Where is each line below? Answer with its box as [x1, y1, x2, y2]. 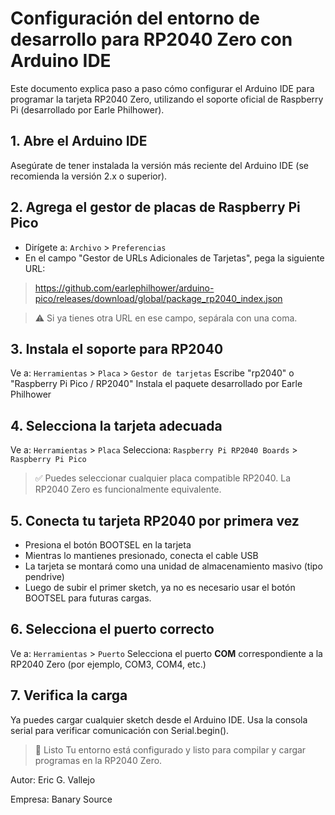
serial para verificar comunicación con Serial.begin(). [10, 724, 230, 736]
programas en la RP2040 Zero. [34, 754, 163, 766]
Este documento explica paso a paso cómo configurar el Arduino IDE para [10, 82, 315, 94]
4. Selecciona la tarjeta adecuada [10, 417, 223, 434]
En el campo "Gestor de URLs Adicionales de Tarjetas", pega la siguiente [24, 252, 325, 264]
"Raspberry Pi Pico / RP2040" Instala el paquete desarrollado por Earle [10, 378, 303, 390]
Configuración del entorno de [10, 7, 260, 30]
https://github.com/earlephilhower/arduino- [34, 282, 215, 294]
